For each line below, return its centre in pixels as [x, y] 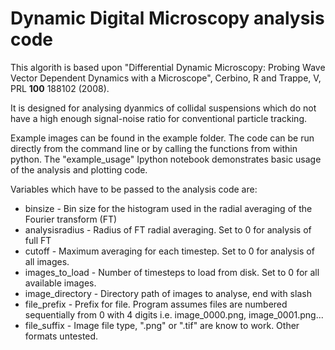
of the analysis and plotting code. [79, 169]
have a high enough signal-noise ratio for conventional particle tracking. [158, 118]
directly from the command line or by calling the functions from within [154, 148]
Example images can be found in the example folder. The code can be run [162, 138]
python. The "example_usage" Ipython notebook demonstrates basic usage [166, 159]
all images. [47, 261]
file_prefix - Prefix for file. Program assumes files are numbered [156, 304]
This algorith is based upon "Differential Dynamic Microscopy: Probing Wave [168, 67]
